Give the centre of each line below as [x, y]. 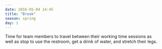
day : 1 [12, 23]
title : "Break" [20, 14]
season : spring [20, 18]
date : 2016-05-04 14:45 [29, 9]
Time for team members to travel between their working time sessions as [79, 37]
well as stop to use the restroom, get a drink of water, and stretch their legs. [81, 42]
